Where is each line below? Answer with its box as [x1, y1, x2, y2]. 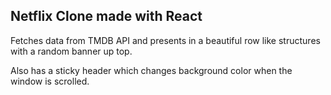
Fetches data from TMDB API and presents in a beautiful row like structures [10, 34, 321, 46]
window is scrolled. [10, 75, 90, 87]
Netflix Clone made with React [10, 8, 203, 25]
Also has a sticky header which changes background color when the [10, 64, 293, 76]
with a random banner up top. [10, 45, 133, 57]
